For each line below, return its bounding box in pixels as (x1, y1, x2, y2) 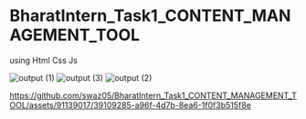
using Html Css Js (9, 55, 78, 65)
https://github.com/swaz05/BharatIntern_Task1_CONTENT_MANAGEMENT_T (9, 90, 297, 101)
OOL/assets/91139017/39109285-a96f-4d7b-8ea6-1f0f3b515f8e (9, 99, 251, 110)
